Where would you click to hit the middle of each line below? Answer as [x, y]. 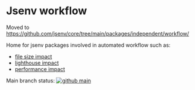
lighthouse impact [37, 63]
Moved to [18, 27]
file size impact [33, 56]
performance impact [40, 69]
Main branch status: [31, 81]
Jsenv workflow [47, 11]
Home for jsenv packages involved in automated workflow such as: [88, 45]
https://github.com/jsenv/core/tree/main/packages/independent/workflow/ [97, 33]
